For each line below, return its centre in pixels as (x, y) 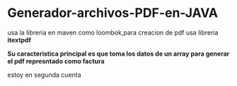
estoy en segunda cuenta (44, 75)
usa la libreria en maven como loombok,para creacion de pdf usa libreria (113, 32)
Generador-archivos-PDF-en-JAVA (113, 13)
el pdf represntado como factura (56, 61)
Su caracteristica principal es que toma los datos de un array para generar (118, 54)
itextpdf (19, 39)
